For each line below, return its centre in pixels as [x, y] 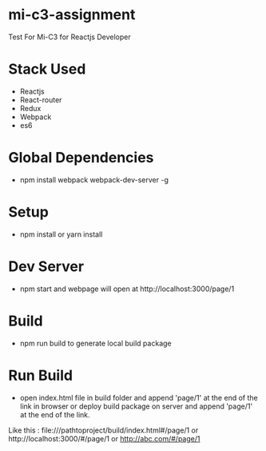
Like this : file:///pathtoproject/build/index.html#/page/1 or [103, 430]
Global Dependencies [81, 158]
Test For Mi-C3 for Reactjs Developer [69, 37]
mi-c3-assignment [72, 15]
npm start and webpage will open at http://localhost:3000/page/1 [127, 289]
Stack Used [47, 69]
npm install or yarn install [61, 234]
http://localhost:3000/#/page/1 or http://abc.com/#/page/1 [104, 438]
